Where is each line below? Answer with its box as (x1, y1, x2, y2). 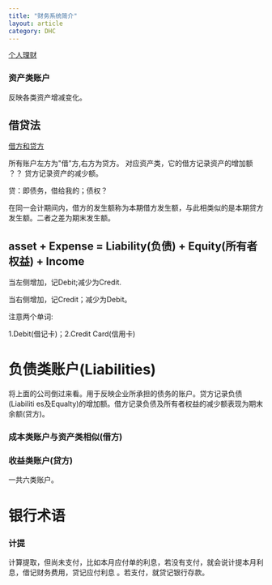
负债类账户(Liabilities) (8, 361, 156, 379)
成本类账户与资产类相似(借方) (8, 431, 123, 442)
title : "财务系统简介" (8, 11, 78, 20)
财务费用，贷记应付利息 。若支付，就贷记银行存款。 (36, 567, 209, 577)
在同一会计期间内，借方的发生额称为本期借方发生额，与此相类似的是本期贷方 (8, 203, 264, 213)
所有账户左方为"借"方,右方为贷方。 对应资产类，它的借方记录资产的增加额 (8, 159, 253, 169)
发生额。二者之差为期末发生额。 (8, 213, 115, 223)
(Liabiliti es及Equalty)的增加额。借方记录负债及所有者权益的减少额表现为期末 (8, 399, 264, 409)
